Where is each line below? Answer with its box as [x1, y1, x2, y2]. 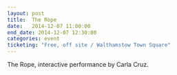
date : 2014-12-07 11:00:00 [7, 22, 91, 29]
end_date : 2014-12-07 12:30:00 [7, 29, 97, 36]
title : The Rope [7, 16, 57, 23]
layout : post [7, 10, 45, 17]
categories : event [7, 35, 60, 42]
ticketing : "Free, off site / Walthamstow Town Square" [7, 42, 171, 48]
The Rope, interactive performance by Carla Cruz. [7, 61, 149, 68]
